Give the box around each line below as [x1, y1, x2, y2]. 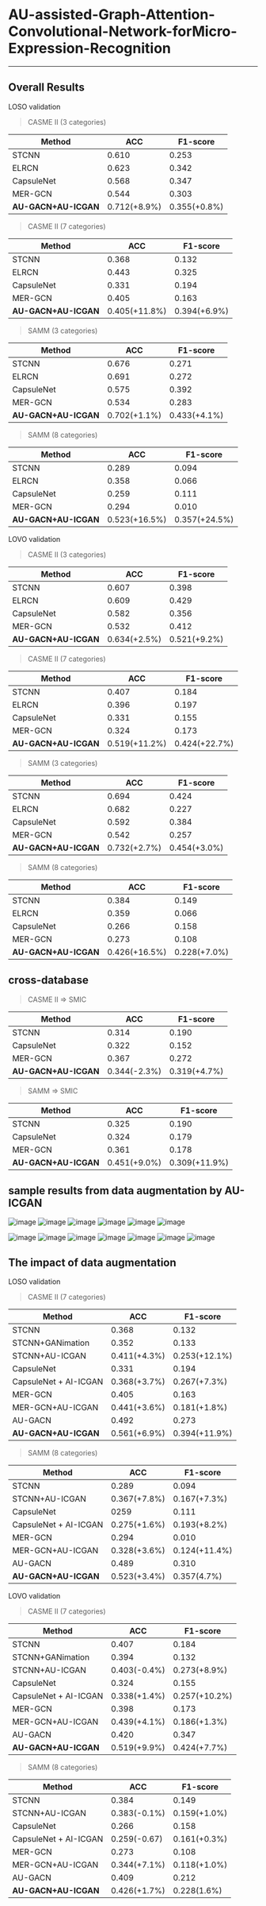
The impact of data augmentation [8, 1255, 177, 1269]
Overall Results [8, 81, 85, 95]
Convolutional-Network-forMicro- [8, 22, 237, 41]
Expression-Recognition [8, 40, 172, 57]
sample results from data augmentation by [8, 1184, 223, 1197]
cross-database [8, 973, 89, 987]
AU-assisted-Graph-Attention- [8, 6, 215, 24]
